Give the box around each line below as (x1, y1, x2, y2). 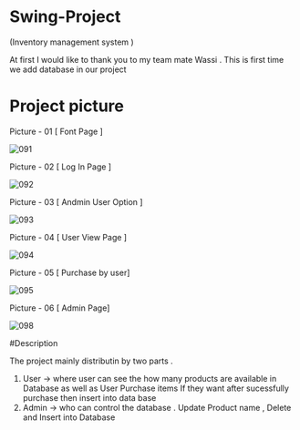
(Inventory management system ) (9, 36, 134, 47)
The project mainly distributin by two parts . (9, 355, 173, 366)
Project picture (9, 96, 125, 117)
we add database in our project (9, 64, 127, 75)
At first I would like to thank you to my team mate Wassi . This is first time (9, 54, 284, 65)
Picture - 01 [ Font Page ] (9, 126, 103, 137)
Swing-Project (9, 6, 121, 27)
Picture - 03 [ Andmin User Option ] (9, 196, 143, 207)
